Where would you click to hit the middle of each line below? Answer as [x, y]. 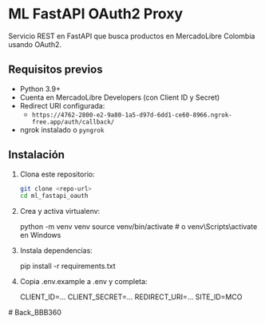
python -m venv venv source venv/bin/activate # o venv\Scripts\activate [138, 227]
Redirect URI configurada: [62, 105]
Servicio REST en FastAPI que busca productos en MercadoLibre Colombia [132, 36]
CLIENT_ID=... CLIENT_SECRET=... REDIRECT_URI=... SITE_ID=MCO [131, 297]
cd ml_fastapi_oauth [54, 196]
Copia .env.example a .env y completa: [83, 282]
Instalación [37, 155]
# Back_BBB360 [35, 313]
